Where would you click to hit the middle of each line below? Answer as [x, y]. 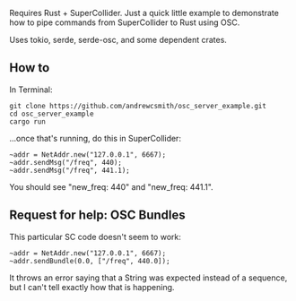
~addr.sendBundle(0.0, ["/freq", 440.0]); [90, 261]
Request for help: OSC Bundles [97, 215]
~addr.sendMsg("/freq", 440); [66, 162]
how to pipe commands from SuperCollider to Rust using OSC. [125, 22]
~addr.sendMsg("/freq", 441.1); [70, 170]
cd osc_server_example [52, 114]
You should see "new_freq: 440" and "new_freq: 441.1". [111, 186]
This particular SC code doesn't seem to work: [96, 236]
